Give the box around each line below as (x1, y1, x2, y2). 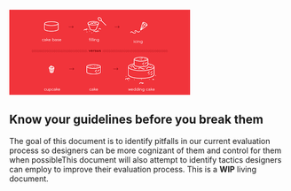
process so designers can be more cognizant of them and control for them (9, 145, 282, 156)
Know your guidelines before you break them (9, 112, 263, 127)
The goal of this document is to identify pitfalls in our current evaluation (9, 135, 271, 146)
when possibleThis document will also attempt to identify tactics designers (9, 154, 282, 164)
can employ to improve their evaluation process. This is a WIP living (9, 164, 257, 174)
